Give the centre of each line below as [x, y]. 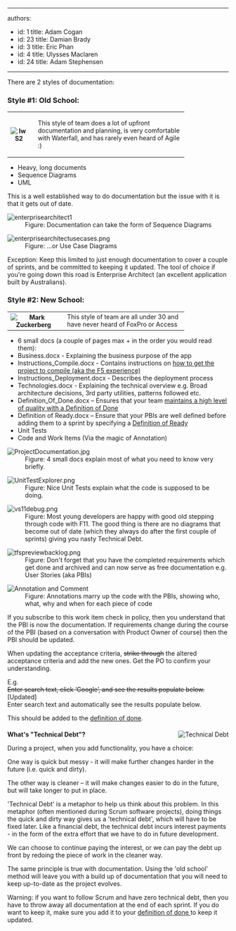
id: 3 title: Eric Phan [45, 47]
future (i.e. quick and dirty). [47, 769]
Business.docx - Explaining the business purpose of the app [104, 355]
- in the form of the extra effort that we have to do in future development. [113, 834]
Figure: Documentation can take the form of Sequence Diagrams [118, 224]
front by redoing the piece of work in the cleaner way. [85, 855]
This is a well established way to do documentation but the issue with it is [113, 196]
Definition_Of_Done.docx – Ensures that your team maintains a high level [122, 400]
